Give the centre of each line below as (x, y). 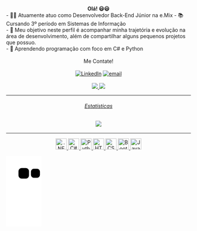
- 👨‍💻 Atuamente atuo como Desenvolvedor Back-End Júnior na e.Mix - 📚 (95, 15)
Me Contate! (98, 61)
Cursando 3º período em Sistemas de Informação (66, 24)
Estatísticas (98, 106)
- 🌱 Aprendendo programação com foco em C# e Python (75, 48)
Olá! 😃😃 (98, 9)
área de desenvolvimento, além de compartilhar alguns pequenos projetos (96, 36)
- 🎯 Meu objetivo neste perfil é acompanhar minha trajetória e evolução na (96, 30)
